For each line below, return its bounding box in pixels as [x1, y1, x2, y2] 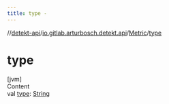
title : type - [7, 10, 48, 17]
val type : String [7, 89, 50, 97]
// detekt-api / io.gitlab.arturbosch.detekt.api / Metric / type [7, 29, 162, 37]
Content [7, 82, 30, 90]
